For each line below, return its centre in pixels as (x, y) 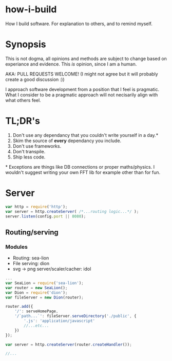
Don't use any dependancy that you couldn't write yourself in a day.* (85, 135)
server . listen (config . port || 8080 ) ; (46, 216)
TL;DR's (23, 121)
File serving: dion (31, 264)
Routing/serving (32, 232)
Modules (17, 247)
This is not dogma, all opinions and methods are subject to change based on (86, 58)
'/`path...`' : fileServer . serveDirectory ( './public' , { (76, 316)
